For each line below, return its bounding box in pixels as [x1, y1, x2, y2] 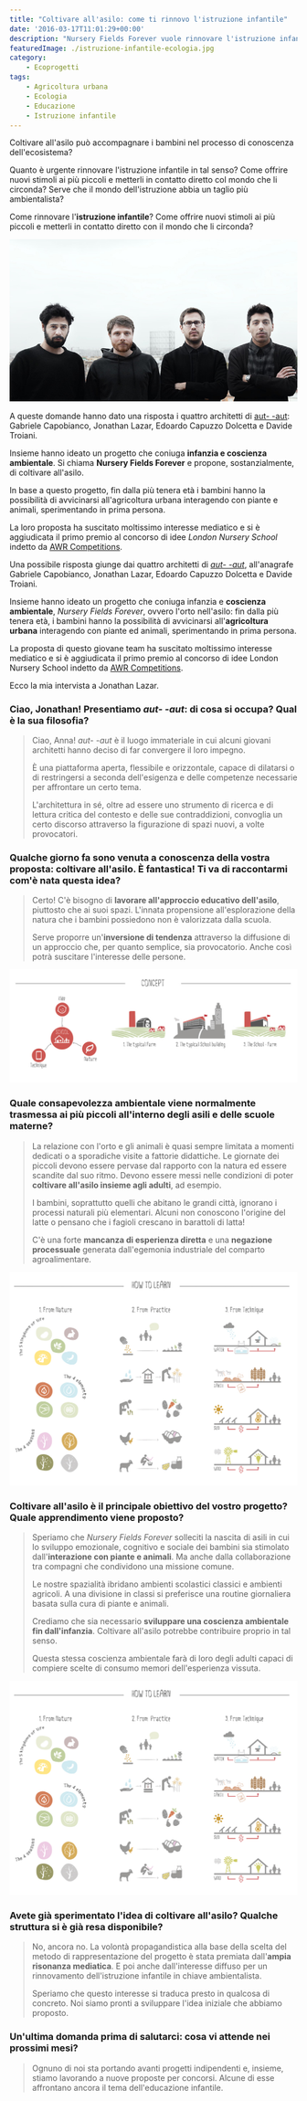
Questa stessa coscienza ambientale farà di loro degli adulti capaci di [31, 1653, 294, 1664]
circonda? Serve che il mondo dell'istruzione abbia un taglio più [9, 184, 249, 195]
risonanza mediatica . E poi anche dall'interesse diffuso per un [31, 1960, 268, 1972]
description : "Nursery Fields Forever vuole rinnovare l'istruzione [9, 34, 276, 43]
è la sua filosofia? [9, 713, 90, 726]
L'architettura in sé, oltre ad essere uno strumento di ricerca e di [31, 799, 274, 810]
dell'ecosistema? [9, 147, 73, 158]
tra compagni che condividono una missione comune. [31, 1561, 235, 1572]
